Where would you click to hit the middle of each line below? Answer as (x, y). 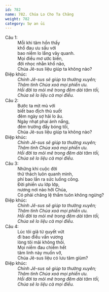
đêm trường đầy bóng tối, (43, 127)
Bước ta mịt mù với (36, 106)
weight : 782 (17, 19)
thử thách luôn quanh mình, (45, 174)
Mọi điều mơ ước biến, (40, 59)
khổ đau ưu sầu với (37, 48)
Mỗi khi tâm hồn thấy (39, 43)
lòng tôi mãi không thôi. (41, 242)
